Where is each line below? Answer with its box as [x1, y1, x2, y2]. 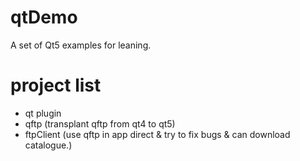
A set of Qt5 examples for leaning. [10, 39, 152, 51]
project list [10, 74, 102, 97]
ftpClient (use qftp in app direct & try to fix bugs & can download [24, 128, 291, 140]
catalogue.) [24, 139, 73, 151]
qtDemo [10, 6, 78, 29]
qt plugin [24, 107, 62, 119]
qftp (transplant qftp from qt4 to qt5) [24, 117, 176, 130]
